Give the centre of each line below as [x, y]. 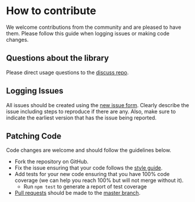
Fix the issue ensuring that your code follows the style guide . [89, 168]
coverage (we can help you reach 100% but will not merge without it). [99, 180]
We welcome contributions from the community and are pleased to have [94, 27]
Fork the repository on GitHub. [52, 162]
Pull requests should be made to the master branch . [77, 193]
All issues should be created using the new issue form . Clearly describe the [98, 105]
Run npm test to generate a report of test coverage [85, 187]
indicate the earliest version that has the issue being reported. [82, 117]
